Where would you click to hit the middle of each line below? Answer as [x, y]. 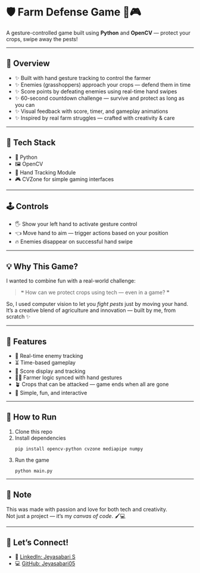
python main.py [34, 471]
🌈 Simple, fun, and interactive [51, 393]
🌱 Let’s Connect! [37, 543]
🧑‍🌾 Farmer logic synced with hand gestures [68, 377]
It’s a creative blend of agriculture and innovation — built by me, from [91, 310]
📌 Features [26, 341]
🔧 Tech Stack [31, 143]
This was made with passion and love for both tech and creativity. [87, 509]
